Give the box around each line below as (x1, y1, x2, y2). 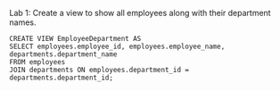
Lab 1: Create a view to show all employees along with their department (9, 8, 271, 18)
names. (9, 17, 37, 28)
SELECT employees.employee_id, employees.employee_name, (9, 42, 226, 51)
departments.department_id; (9, 73, 114, 82)
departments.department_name (9, 50, 118, 59)
